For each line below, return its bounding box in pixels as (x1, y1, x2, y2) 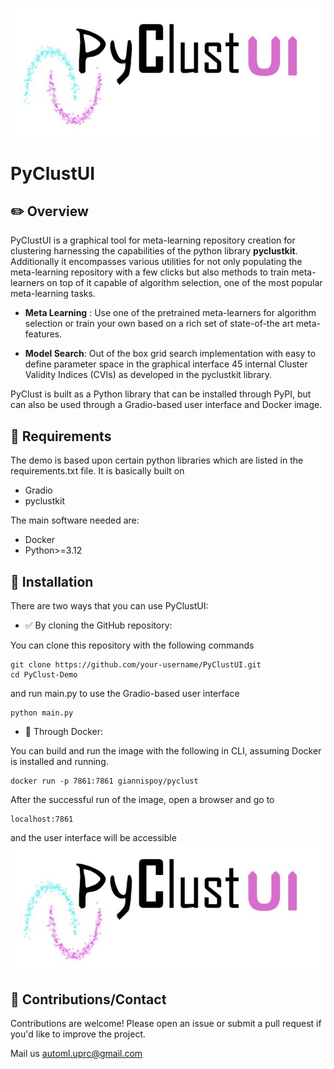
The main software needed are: (10, 514, 140, 527)
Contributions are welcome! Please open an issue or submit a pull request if (10, 1018, 322, 1030)
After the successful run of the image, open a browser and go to (10, 793, 275, 805)
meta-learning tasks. (10, 288, 96, 300)
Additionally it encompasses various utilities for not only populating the (10, 256, 303, 268)
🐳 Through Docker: (24, 725, 104, 737)
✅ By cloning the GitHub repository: (24, 619, 173, 631)
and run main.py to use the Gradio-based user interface (10, 687, 240, 699)
